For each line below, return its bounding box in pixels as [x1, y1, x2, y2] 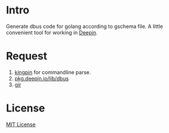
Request [6, 50, 48, 63]
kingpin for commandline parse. [14, 68, 91, 76]
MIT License [6, 121, 36, 128]
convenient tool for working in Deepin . [6, 29, 98, 36]
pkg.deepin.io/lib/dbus [14, 75, 69, 82]
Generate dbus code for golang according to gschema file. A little [6, 23, 163, 30]
